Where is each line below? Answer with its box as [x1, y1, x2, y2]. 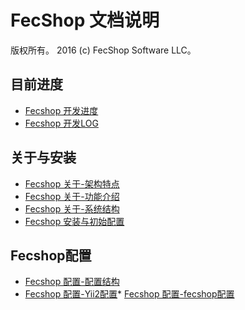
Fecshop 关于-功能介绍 [24, 190, 120, 202]
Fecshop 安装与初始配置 [24, 215, 125, 227]
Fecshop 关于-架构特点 [24, 177, 120, 190]
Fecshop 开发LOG [24, 117, 99, 129]
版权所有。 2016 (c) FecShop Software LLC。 [10, 44, 197, 56]
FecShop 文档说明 [10, 9, 160, 32]
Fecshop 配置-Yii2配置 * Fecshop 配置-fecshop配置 [24, 288, 235, 300]
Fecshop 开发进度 [24, 104, 99, 116]
